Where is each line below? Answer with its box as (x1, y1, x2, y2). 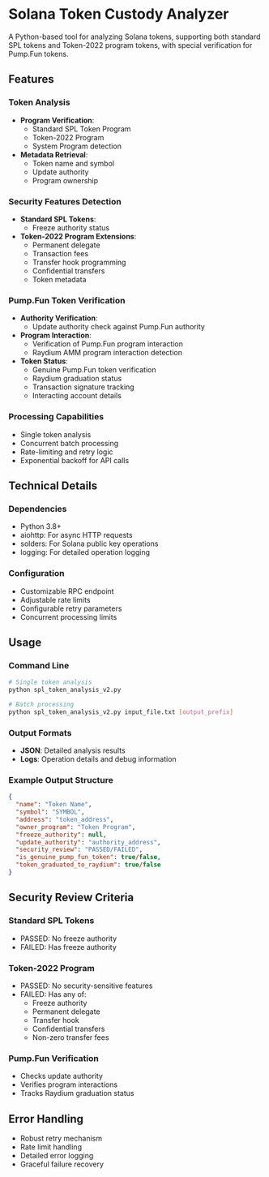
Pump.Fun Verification (8, 1052, 99, 1063)
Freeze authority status (32, 222, 110, 232)
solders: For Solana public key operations (19, 539, 159, 548)
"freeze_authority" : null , (15, 831, 107, 839)
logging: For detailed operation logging (19, 548, 151, 557)
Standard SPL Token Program (32, 123, 131, 134)
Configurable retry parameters (19, 604, 122, 613)
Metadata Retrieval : (19, 149, 88, 159)
